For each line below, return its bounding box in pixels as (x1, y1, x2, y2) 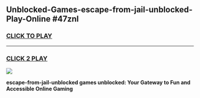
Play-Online (6, 14, 51, 24)
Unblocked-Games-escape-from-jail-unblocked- (6, 5, 193, 15)
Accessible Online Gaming (6, 85, 73, 92)
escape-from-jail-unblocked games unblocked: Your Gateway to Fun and (6, 78, 190, 86)
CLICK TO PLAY (6, 32, 52, 40)
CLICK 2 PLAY (6, 54, 48, 62)
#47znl (52, 14, 79, 24)
